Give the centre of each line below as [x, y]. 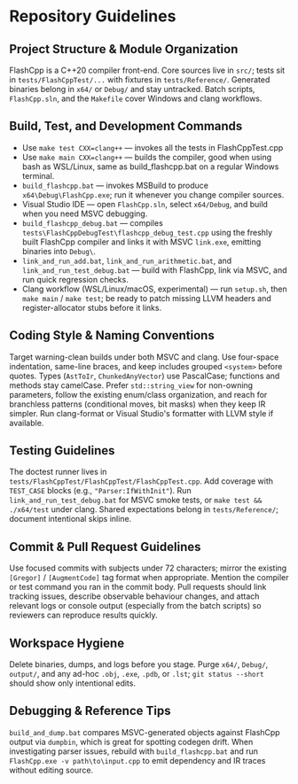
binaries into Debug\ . [59, 251]
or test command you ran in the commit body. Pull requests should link [138, 587]
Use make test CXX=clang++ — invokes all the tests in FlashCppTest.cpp [153, 147]
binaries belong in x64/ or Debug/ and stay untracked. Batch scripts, [132, 89]
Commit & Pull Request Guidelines [105, 547]
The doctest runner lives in [58, 472]
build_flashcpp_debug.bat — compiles [93, 222]
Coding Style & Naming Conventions [112, 335]
